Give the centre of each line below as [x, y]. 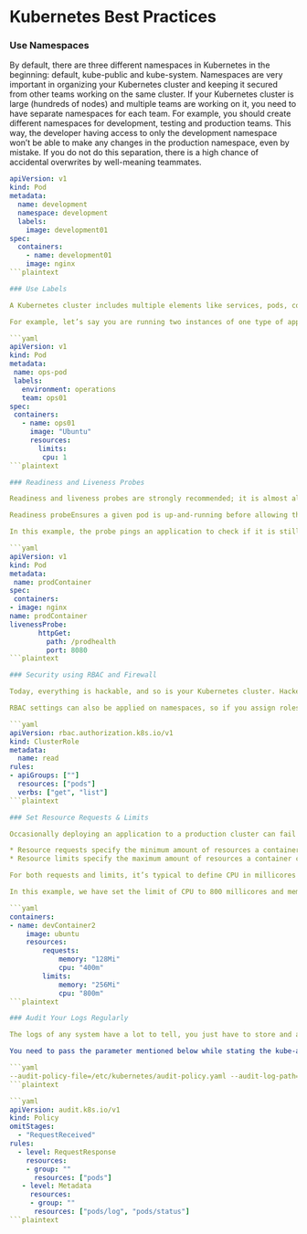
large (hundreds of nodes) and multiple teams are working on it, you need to [153, 104]
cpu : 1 [55, 457]
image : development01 [67, 230]
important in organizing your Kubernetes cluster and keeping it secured [144, 85]
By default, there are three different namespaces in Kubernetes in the [140, 65]
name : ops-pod [40, 373]
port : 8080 [67, 650]
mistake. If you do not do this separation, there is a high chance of [134, 153]
